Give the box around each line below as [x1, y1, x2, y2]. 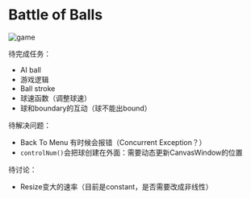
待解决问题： [8, 120, 51, 130]
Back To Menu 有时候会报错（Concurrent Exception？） [19, 137, 207, 147]
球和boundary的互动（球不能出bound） [19, 103, 152, 113]
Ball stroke [19, 83, 56, 93]
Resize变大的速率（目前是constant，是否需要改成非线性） [19, 181, 213, 191]
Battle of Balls [8, 6, 103, 24]
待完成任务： [8, 48, 51, 58]
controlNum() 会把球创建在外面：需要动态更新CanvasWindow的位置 [19, 147, 244, 157]
